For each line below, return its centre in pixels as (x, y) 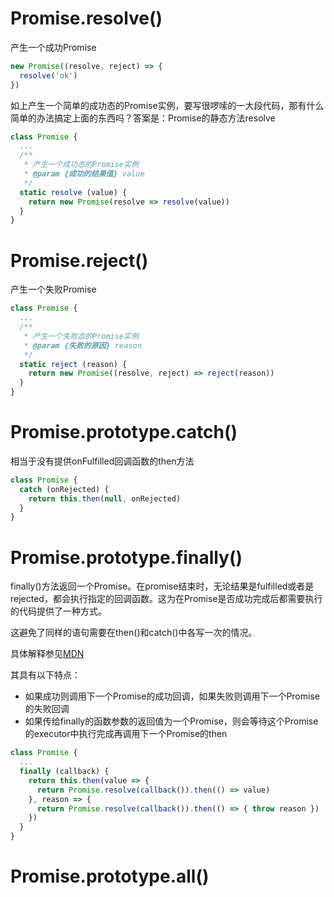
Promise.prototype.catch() (124, 432)
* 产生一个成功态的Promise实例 (81, 165)
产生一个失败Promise (53, 289)
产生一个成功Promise (53, 47)
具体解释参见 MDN (47, 654)
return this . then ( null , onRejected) (105, 498)
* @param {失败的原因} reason (82, 345)
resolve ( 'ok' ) (48, 75)
